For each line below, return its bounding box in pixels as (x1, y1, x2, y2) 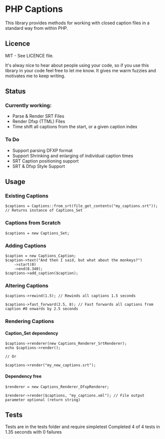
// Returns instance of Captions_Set (5, 208, 83, 213)
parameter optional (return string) (5, 397, 81, 402)
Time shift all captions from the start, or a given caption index (12, 124, 137, 130)
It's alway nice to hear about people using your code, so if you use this (5, 62, 149, 68)
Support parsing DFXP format (12, 147, 73, 153)
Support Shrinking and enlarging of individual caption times (12, 153, 133, 159)
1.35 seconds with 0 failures (5, 429, 62, 435)
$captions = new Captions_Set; (5, 230, 70, 236)
